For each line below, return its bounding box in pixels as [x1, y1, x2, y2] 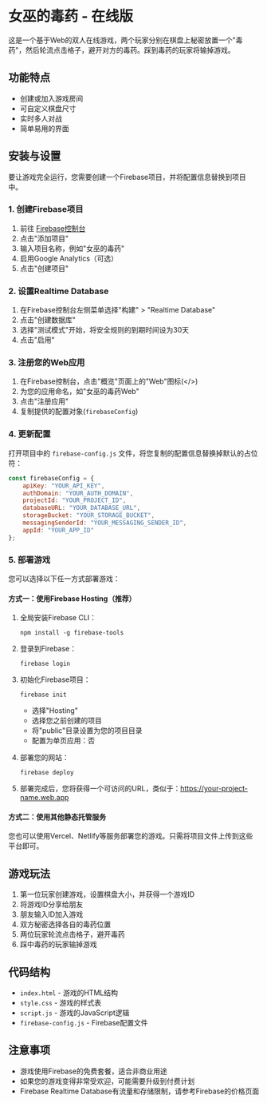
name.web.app [19, 793, 69, 802]
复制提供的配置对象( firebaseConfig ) [19, 407, 139, 416]
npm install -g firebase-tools [19, 629, 124, 637]
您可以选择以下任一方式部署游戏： [8, 573, 120, 583]
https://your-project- [180, 784, 249, 794]
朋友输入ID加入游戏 [19, 910, 84, 919]
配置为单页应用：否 [31, 736, 96, 746]
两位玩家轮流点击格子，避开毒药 [19, 930, 125, 939]
